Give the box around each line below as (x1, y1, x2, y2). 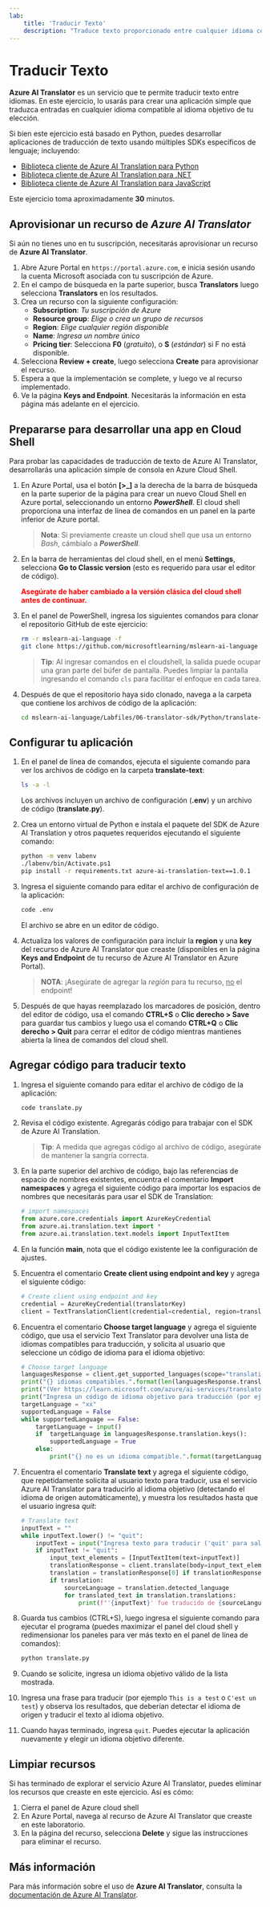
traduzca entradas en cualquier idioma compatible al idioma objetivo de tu (9, 105, 254, 115)
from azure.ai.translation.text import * (20, 1222, 162, 1230)
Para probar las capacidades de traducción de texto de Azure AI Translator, (9, 456, 258, 466)
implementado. (20, 382, 71, 392)
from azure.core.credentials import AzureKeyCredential (20, 1215, 212, 1223)
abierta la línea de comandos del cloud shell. (20, 1035, 169, 1044)
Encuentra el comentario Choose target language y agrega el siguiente (20, 1322, 257, 1332)
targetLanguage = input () (35, 1422, 123, 1431)
